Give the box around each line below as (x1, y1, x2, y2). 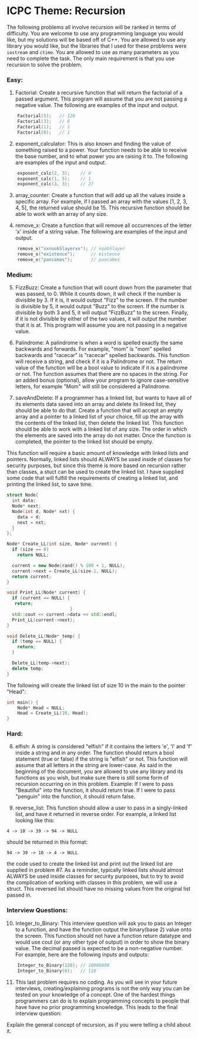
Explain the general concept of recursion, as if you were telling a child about (6, 1021, 191, 1028)
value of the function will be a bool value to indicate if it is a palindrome (15, 364, 188, 371)
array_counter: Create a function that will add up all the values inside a (15, 192, 186, 199)
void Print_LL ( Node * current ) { (6, 590, 86, 595)
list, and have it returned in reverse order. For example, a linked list (15, 811, 177, 818)
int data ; (12, 498, 36, 504)
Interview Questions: (6, 906, 68, 914)
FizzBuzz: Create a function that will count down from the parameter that (15, 284, 192, 291)
